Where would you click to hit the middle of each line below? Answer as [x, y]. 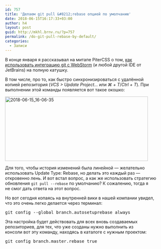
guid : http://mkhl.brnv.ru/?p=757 [40, 32]
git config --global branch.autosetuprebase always [68, 212]
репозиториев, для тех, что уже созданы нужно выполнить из [69, 227]
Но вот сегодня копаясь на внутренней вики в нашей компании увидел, [80, 198]
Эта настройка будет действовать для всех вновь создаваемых [71, 221]
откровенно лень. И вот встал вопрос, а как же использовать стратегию [81, 178]
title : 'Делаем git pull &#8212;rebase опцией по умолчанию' [68, 14]
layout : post [18, 28]
